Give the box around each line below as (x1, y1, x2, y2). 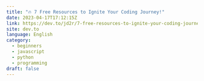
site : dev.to (6, 26, 39, 32)
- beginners (12, 43, 42, 49)
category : (6, 37, 32, 43)
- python (12, 54, 34, 60)
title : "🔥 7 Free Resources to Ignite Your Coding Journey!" (6, 9, 165, 15)
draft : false (6, 65, 39, 72)
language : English (6, 32, 53, 38)
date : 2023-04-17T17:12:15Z (6, 15, 78, 21)
